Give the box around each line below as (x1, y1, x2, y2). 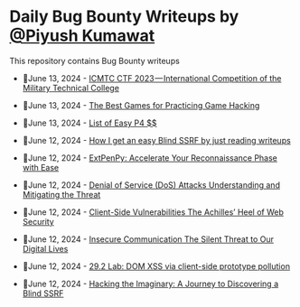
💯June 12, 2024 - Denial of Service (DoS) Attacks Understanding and (22, 179, 280, 191)
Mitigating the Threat (22, 189, 101, 200)
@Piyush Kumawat (9, 25, 155, 46)
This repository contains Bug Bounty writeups (9, 55, 181, 66)
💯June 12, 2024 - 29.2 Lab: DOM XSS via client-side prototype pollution (22, 260, 291, 272)
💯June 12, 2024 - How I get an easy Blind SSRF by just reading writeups (22, 135, 291, 145)
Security (22, 216, 54, 227)
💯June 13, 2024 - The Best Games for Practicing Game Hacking (22, 99, 260, 110)
